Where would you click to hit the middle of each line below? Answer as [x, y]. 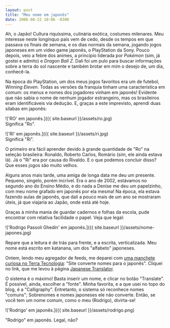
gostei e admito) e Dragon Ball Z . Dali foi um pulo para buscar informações [83, 61]
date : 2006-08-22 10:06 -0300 [37, 19]
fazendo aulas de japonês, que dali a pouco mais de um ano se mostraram [83, 197]
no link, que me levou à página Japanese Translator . [60, 269]
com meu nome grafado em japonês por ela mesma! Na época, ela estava [82, 192]
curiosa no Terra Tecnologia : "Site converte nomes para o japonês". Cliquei [84, 263]
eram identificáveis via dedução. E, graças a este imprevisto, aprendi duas [83, 103]
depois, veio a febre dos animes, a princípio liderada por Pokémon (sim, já [83, 56]
